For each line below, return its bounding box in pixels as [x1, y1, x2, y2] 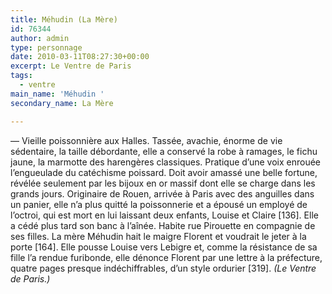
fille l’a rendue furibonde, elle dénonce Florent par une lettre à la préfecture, [10, 251, 323, 263]
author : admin [10, 33, 70, 43]
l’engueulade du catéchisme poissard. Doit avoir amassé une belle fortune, [10, 166, 318, 178]
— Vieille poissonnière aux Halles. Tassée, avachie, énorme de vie [10, 134, 283, 146]
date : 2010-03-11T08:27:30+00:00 [10, 52, 150, 62]
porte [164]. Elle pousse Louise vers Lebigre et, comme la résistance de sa [10, 241, 318, 253]
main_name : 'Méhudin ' [10, 89, 105, 99]
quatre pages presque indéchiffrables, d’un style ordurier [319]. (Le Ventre [10, 262, 317, 274]
